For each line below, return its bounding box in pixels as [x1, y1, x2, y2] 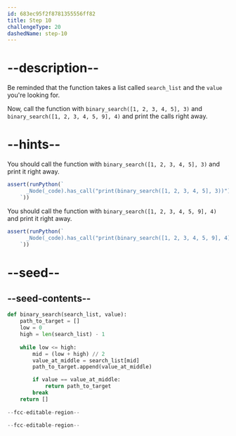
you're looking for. [7, 91, 60, 99]
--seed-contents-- [7, 293, 91, 304]
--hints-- [7, 136, 61, 153]
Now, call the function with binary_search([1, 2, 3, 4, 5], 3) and [7, 105, 202, 113]
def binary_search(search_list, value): [7, 311, 128, 319]
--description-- [7, 60, 100, 76]
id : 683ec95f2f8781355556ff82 [7, 10, 96, 18]
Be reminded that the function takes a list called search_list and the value [7, 84, 223, 92]
